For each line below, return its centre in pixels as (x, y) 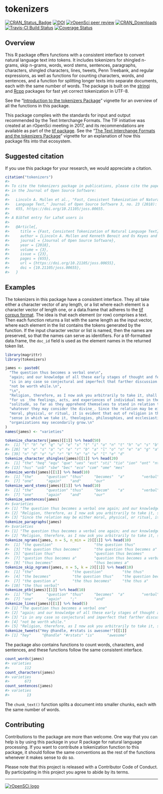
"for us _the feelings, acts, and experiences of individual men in (80, 400)
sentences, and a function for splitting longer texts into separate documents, (81, 80)
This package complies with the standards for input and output (68, 115)
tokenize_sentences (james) (32, 499)
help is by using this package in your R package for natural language (73, 742)
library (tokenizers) (26, 359)
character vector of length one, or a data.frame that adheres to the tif (74, 309)
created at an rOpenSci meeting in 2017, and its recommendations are (75, 125)
